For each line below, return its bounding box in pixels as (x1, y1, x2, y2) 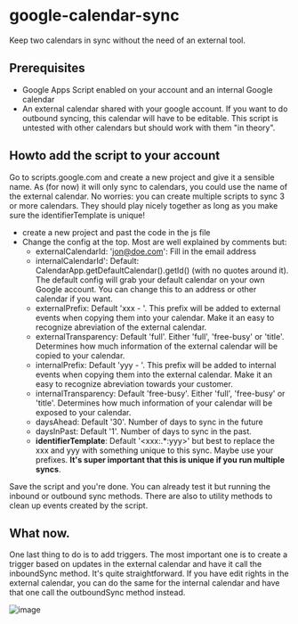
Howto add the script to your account (9, 148, 221, 163)
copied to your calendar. (35, 349, 125, 361)
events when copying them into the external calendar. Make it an (35, 369, 273, 380)
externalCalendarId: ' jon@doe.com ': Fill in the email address (35, 246, 256, 257)
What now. (9, 525, 70, 540)
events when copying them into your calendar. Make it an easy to (35, 312, 275, 323)
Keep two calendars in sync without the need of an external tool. (9, 35, 246, 45)
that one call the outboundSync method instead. (9, 587, 186, 598)
